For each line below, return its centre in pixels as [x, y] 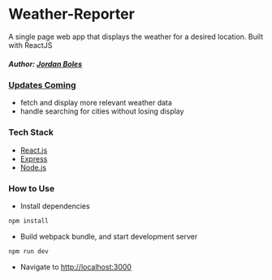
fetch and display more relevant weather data [96, 103]
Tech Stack [31, 132]
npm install [28, 221]
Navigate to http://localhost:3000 [76, 267]
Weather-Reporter [72, 14]
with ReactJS [30, 45]
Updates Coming [42, 84]
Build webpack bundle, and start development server [109, 236]
